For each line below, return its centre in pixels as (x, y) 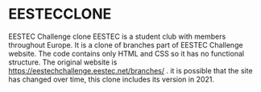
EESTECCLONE (60, 14)
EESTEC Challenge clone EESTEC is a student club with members (117, 36)
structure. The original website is (63, 62)
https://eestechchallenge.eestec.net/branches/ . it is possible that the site (130, 70)
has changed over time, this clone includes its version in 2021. (112, 79)
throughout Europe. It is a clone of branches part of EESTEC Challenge (126, 44)
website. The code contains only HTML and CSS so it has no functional (126, 53)
